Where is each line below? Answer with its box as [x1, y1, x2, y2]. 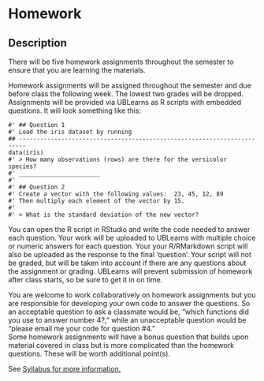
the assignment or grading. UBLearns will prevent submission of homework [8, 267, 253, 276]
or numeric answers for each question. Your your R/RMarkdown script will [8, 241, 248, 251]
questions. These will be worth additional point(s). [8, 349, 171, 358]
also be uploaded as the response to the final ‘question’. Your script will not [8, 250, 252, 259]
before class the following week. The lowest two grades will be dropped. [8, 89, 244, 99]
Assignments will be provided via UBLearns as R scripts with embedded [8, 98, 242, 106]
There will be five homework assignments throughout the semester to [8, 57, 234, 66]
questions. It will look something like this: [8, 106, 142, 115]
